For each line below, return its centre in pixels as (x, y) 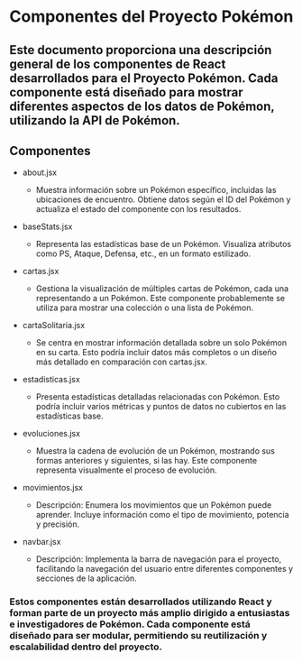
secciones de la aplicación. (86, 578)
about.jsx (39, 172)
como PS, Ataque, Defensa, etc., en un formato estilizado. (143, 253)
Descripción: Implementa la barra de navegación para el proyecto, (159, 559)
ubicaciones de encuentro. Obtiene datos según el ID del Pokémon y (163, 199)
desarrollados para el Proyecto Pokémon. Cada (144, 78)
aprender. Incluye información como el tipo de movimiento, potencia (163, 515)
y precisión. (58, 524)
